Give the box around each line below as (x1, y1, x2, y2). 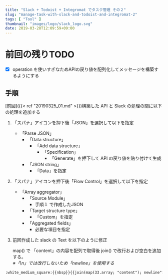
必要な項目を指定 (34, 226, 70, 232)
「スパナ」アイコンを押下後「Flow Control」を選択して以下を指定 (12, 178, 148, 184)
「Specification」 (42, 149, 78, 155)
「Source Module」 (27, 195, 68, 201)
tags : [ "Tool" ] (5, 16, 41, 21)
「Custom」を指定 (34, 214, 73, 220)
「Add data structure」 (34, 143, 82, 149)
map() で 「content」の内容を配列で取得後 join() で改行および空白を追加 (12, 248, 161, 254)
